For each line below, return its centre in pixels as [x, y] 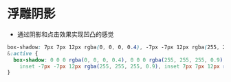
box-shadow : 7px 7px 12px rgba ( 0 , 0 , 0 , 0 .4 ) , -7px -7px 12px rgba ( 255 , [113, 47]
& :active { [23, 53]
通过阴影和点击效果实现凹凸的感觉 [65, 34]
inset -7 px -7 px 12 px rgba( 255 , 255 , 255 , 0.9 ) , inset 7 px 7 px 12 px [120, 66]
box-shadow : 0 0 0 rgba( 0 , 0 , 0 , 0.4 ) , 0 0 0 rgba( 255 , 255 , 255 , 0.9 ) [118, 60]
